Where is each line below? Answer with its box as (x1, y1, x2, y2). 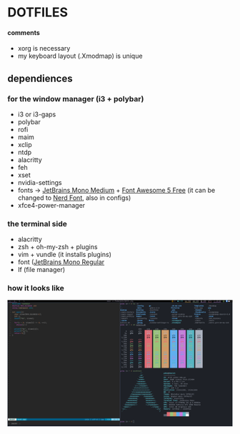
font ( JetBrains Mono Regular (17, 258, 105, 266)
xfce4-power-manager (17, 201, 86, 210)
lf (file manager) (17, 266, 66, 274)
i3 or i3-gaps (17, 110, 56, 118)
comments (7, 28, 41, 36)
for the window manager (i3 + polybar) (7, 94, 144, 104)
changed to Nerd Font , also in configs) (17, 193, 131, 202)
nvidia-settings (17, 178, 62, 187)
